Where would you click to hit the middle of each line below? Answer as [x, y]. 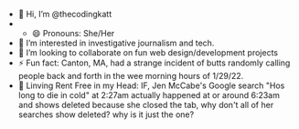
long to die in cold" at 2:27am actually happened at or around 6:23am [149, 95]
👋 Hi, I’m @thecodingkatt [65, 14]
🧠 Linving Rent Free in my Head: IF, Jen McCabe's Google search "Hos [151, 85]
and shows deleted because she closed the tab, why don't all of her [146, 105]
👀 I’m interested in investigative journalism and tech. [116, 43]
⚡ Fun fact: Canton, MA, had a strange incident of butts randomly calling [154, 63]
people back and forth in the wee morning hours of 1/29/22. [131, 76]
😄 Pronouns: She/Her [73, 33]
